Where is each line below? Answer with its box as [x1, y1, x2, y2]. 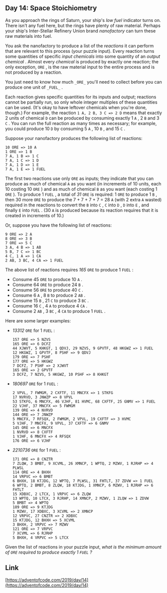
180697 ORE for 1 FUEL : [12, 381, 58, 387]
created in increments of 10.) [5, 212, 64, 218]
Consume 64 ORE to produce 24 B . [12, 282, 83, 288]
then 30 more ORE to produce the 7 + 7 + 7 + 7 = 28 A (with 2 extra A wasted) [5, 196, 162, 202]
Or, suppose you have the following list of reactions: [5, 222, 112, 228]
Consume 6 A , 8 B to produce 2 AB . [12, 292, 86, 298]
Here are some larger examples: [5, 317, 71, 323]
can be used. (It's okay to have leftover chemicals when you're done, [5, 104, 147, 110]
